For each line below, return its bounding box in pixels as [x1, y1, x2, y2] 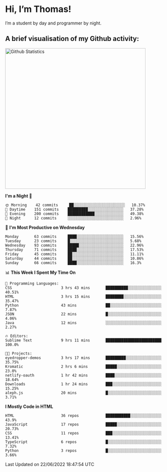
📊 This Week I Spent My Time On [5, 269, 76, 275]
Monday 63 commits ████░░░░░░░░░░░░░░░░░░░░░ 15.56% [5, 234, 144, 239]
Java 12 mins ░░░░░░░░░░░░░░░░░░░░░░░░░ [5, 320, 162, 325]
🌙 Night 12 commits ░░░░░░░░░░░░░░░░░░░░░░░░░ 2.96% [5, 215, 142, 220]
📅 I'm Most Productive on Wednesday [5, 224, 85, 230]
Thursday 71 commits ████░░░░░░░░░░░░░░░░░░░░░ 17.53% [5, 247, 144, 252]
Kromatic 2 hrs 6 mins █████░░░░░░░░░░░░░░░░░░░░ [5, 364, 162, 369]
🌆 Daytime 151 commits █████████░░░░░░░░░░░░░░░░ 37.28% [5, 206, 144, 212]
